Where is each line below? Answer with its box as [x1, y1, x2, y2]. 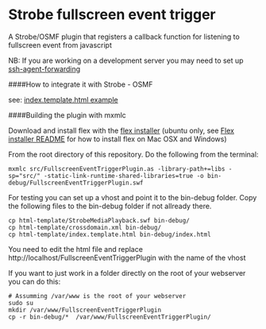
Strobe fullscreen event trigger [8, 6, 216, 24]
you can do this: [8, 277, 61, 286]
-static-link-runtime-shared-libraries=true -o [43, 172, 204, 180]
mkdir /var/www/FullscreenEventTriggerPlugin [8, 306, 161, 314]
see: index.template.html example [8, 95, 118, 104]
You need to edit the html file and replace [8, 244, 143, 254]
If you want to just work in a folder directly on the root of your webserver [8, 268, 246, 277]
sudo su [8, 299, 34, 307]
